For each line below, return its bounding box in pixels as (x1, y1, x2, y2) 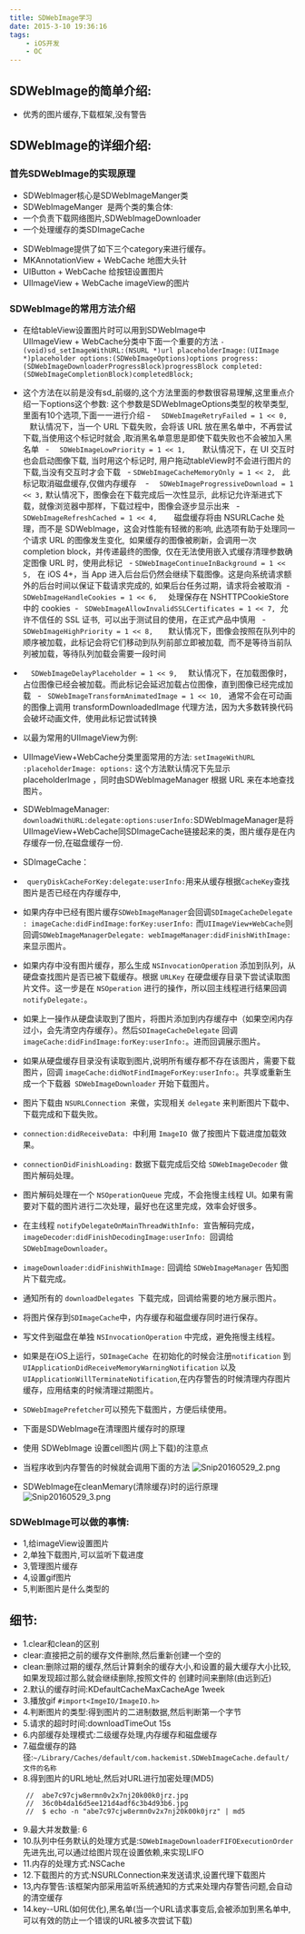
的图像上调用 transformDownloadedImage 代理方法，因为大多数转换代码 (22, 701, 293, 712)
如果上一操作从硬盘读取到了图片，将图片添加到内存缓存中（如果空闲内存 (22, 1013, 293, 1024)
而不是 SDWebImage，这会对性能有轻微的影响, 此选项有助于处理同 (38, 523, 288, 534)
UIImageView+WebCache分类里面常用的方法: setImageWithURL (22, 751, 256, 762)
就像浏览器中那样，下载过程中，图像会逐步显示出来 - (38, 501, 241, 511)
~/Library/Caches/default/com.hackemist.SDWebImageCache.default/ (33, 1754, 290, 1763)
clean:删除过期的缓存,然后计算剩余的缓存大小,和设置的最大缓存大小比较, (22, 1661, 291, 1672)
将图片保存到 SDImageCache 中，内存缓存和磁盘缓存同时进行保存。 (22, 1312, 263, 1323)
